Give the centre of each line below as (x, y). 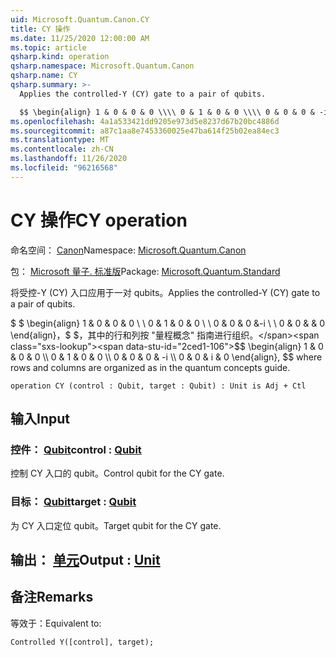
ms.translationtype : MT (60, 140)
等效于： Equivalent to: (56, 623)
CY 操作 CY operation (99, 220)
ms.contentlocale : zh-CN (62, 149)
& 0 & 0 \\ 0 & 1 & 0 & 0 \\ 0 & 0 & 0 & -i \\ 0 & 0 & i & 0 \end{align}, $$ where (166, 357)
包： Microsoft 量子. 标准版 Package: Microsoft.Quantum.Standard (145, 271)
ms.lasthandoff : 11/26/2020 (69, 159)
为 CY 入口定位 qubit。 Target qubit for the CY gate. (116, 525)
